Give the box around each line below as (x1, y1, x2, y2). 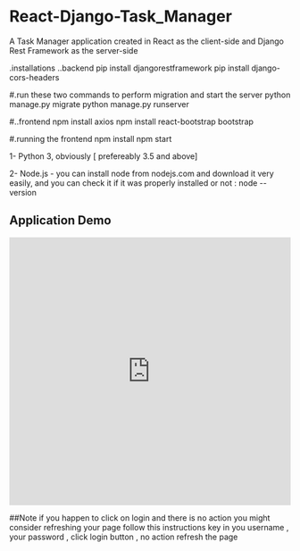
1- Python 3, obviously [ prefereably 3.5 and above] (9, 150, 198, 162)
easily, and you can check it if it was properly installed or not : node (9, 177, 258, 188)
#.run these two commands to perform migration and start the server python (9, 89, 291, 100)
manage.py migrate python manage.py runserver (9, 98, 189, 109)
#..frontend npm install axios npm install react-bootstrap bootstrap (9, 116, 254, 127)
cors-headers (9, 71, 60, 82)
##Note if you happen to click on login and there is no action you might (9, 512, 271, 523)
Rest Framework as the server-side (9, 45, 138, 55)
